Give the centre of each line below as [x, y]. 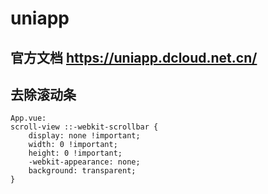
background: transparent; [82, 171]
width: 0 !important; [73, 145]
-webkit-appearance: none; [84, 162]
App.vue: [28, 118]
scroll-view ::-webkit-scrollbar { [84, 127]
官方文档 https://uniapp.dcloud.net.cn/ [134, 57]
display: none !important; [84, 136]
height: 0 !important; [75, 153]
